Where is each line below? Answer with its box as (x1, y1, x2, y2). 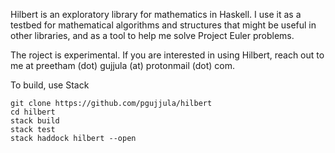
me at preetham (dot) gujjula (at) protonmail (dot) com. (10, 60, 236, 71)
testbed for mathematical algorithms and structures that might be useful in (10, 19, 317, 31)
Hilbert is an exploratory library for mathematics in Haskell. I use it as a (10, 9, 302, 20)
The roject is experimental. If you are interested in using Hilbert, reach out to (10, 49, 325, 61)
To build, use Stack (10, 79, 90, 91)
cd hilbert (10, 107, 56, 117)
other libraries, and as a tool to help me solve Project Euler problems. (10, 30, 295, 41)
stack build (10, 116, 60, 126)
